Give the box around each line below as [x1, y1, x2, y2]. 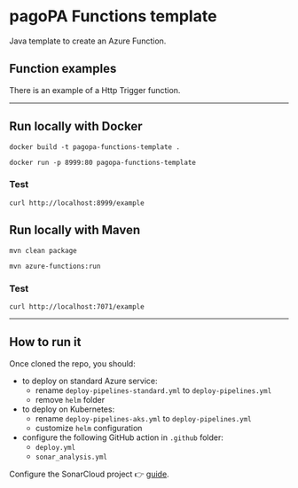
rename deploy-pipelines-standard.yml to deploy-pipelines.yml [35, 384, 272, 396]
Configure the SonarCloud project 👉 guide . [9, 468, 170, 479]
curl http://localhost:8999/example [9, 198, 145, 208]
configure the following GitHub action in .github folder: [21, 432, 224, 443]
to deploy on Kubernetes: [21, 404, 115, 414]
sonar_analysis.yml [35, 453, 108, 461]
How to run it [9, 335, 82, 350]
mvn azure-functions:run [9, 262, 101, 271]
